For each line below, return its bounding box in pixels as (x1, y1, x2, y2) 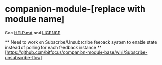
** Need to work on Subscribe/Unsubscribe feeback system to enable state (5, 39, 157, 45)
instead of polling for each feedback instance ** (5, 44, 102, 50)
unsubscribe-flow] (5, 54, 42, 60)
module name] (5, 14, 65, 25)
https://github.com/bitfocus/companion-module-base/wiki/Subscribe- (6, 49, 148, 55)
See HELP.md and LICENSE (5, 30, 61, 35)
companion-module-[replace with (5, 3, 146, 15)
